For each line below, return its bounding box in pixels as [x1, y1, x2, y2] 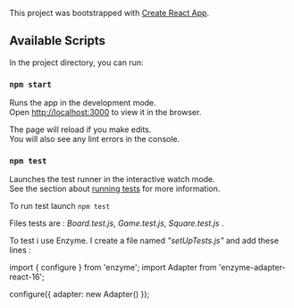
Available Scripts [9, 33, 105, 48]
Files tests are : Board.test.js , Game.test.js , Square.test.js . [9, 218, 224, 229]
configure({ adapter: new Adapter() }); [9, 289, 150, 300]
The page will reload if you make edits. [9, 124, 152, 135]
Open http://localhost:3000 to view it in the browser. [9, 107, 202, 118]
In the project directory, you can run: [9, 57, 144, 68]
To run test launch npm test [9, 201, 110, 212]
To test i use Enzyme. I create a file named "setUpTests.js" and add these [9, 236, 280, 246]
